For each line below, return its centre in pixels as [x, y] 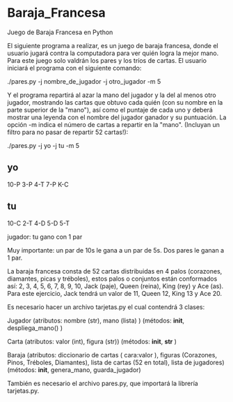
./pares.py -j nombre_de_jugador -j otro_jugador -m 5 [84, 81]
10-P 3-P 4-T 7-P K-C [38, 184]
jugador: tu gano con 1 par [45, 237]
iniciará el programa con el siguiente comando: [74, 68]
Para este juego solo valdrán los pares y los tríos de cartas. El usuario [107, 60]
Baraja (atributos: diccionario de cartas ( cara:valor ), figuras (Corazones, [112, 355]
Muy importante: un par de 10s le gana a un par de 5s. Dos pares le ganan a [116, 250]
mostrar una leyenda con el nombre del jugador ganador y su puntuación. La [117, 117]
